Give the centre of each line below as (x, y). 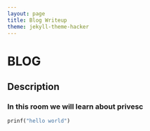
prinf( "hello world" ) (39, 121)
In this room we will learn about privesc (75, 107)
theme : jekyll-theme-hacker (48, 26)
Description (33, 87)
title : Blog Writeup (37, 20)
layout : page (26, 14)
